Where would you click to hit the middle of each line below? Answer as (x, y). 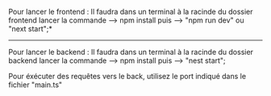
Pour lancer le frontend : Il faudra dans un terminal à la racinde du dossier (131, 12)
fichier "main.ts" (35, 85)
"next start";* (30, 29)
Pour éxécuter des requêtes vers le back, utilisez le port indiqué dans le (127, 76)
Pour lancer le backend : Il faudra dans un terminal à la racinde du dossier (131, 52)
